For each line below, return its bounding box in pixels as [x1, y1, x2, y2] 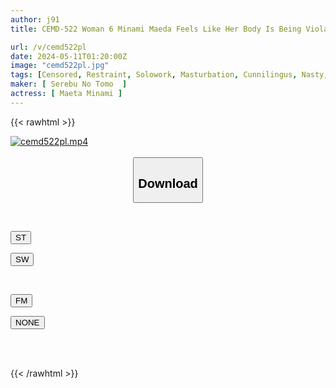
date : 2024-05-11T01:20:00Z [10, 51, 128, 61]
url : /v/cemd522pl [10, 42, 87, 52]
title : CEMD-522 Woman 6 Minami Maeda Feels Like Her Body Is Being [10, 24, 302, 34]
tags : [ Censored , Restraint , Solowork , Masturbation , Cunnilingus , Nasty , [10, 70, 329, 80]
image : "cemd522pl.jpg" [10, 61, 110, 71]
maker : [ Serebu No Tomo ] [10, 79, 128, 90]
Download [138, 176, 198, 191]
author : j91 [10, 14, 60, 25]
